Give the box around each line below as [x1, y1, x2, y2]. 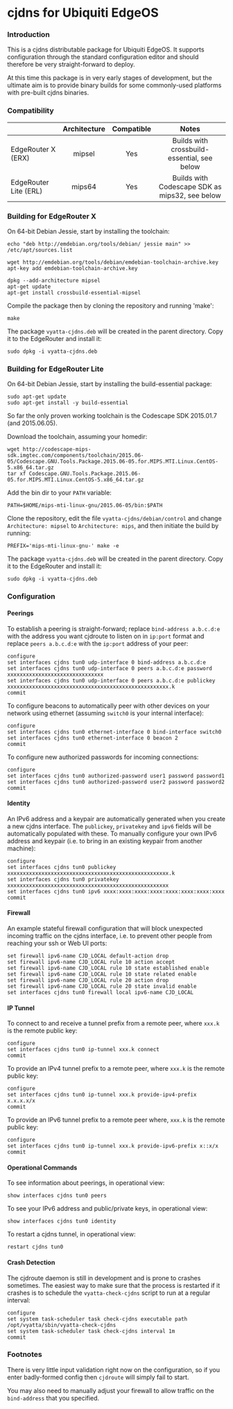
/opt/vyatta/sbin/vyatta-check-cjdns [7, 1321, 116, 1328]
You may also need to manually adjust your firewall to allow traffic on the [7, 1386, 215, 1394]
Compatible [112, 124, 151, 134]
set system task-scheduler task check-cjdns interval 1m [7, 1328, 175, 1335]
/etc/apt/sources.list [7, 247, 73, 254]
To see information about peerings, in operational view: [7, 1179, 165, 1187]
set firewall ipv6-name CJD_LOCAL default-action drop [7, 952, 169, 960]
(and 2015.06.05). [7, 419, 58, 427]
